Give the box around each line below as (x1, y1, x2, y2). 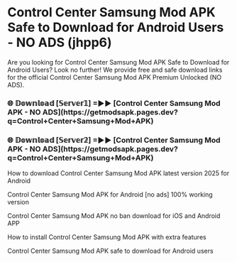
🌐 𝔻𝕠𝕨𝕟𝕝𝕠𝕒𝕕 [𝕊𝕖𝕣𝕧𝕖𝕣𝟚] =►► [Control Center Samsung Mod (7, 135, 221, 145)
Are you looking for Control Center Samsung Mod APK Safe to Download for (7, 58, 230, 66)
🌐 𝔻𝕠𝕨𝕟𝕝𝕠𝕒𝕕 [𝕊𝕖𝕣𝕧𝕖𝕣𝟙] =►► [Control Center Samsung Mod (7, 98, 221, 108)
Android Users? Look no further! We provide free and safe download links (7, 65, 223, 74)
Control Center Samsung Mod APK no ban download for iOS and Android (7, 212, 221, 220)
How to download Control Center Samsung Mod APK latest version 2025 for (7, 169, 229, 178)
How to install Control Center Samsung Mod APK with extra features (7, 233, 207, 241)
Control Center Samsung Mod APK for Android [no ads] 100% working (7, 190, 213, 199)
